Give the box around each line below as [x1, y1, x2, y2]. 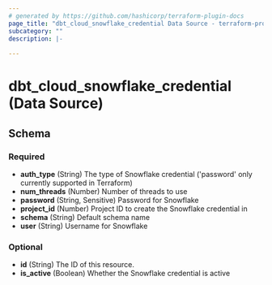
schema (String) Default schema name [19, 213, 151, 222]
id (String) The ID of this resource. [19, 260, 135, 270]
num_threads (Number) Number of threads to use [19, 187, 188, 196]
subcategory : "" [8, 27, 63, 35]
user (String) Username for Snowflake [19, 221, 148, 231]
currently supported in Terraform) [19, 178, 134, 188]
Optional [8, 241, 43, 253]
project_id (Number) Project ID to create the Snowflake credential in [19, 204, 249, 214]
